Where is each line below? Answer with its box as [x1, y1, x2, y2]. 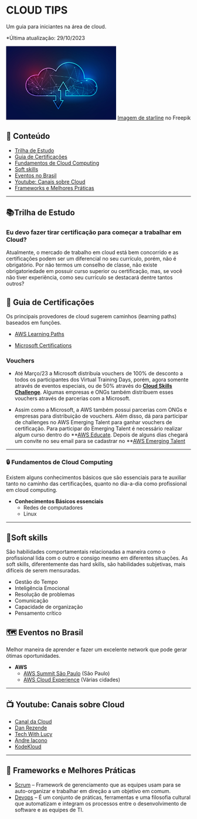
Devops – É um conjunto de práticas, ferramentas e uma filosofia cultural [14, 794, 191, 801]
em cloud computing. [6, 486, 57, 493]
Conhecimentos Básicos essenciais [14, 498, 104, 505]
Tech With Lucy [14, 731, 53, 738]
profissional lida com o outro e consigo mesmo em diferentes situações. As [6, 554, 188, 562]
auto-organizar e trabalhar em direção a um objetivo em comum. [14, 787, 171, 794]
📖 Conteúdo [6, 131, 50, 141]
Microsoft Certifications [14, 342, 72, 349]
